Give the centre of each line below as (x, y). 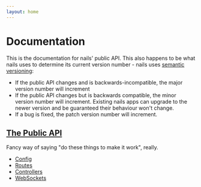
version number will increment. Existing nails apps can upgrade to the (101, 101)
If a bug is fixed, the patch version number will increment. (86, 114)
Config (23, 159)
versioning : (20, 71)
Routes (24, 165)
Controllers (29, 172)
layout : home (22, 12)
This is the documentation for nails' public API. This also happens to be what (101, 58)
